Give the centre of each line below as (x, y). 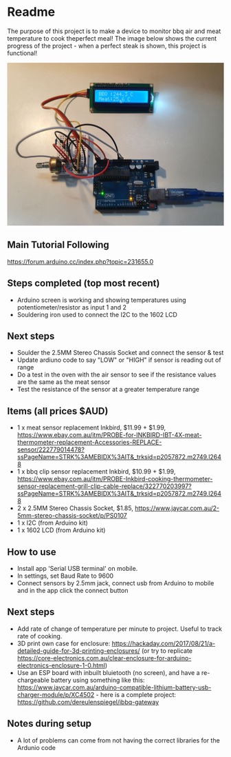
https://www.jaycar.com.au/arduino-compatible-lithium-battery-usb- (114, 687)
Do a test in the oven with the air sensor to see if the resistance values (117, 375)
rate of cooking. (40, 636)
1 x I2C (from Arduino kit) (52, 523)
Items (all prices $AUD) (58, 411)
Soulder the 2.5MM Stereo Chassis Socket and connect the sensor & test (120, 353)
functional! (22, 53)
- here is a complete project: (136, 694)
